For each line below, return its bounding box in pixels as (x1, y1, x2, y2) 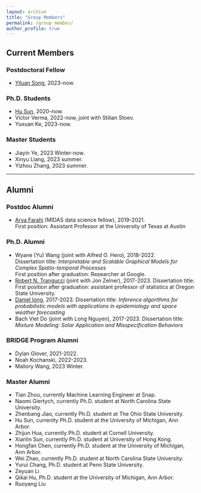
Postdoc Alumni (6, 202, 54, 211)
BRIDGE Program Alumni (6, 336, 79, 344)
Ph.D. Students (6, 94, 51, 102)
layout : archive (6, 8, 47, 15)
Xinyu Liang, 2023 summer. (14, 155, 83, 162)
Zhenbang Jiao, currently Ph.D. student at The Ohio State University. (14, 410, 184, 418)
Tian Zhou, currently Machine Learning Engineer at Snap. (14, 391, 157, 398)
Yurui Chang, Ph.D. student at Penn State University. (14, 461, 144, 468)
